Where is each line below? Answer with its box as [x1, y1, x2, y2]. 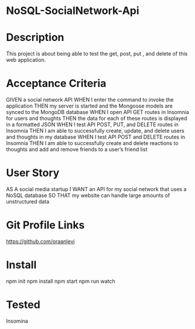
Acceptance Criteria [6, 77, 107, 90]
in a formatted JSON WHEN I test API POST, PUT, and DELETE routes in [6, 121, 179, 128]
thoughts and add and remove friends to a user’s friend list [6, 146, 148, 153]
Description [6, 31, 64, 44]
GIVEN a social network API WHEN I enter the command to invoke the [6, 96, 174, 103]
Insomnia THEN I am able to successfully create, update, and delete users [6, 127, 184, 134]
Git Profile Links [6, 219, 85, 232]
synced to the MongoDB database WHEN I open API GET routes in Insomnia [6, 109, 189, 116]
